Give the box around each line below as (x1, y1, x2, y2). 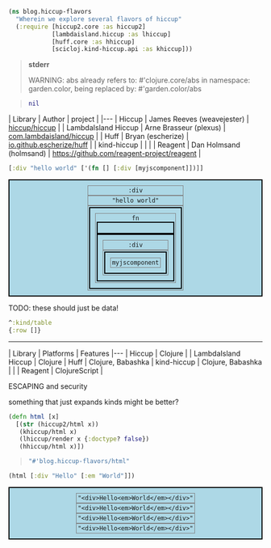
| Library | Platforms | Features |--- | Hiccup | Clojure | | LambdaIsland (8, 348, 240, 358)
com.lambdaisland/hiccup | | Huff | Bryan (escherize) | (8, 132, 190, 141)
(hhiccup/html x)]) (19, 443, 85, 451)
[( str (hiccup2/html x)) (15, 420, 99, 428)
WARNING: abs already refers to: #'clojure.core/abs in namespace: (27, 75, 251, 85)
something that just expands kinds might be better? (8, 397, 179, 407)
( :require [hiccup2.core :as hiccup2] (15, 23, 147, 31)
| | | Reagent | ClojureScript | (8, 365, 103, 375)
